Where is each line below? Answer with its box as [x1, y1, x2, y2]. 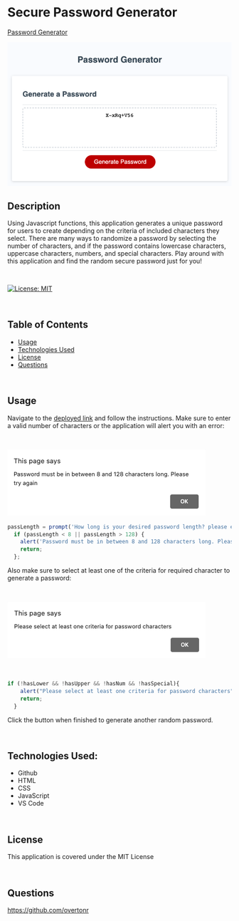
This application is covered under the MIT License [7, 853, 154, 861]
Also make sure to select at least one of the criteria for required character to [7, 566, 230, 574]
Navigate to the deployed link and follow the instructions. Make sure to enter [7, 414, 231, 422]
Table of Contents [7, 318, 89, 331]
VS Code [17, 799, 44, 808]
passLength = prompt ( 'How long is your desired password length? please [7, 523, 228, 531]
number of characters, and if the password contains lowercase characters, [7, 241, 226, 250]
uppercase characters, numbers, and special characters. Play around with [7, 249, 224, 257]
